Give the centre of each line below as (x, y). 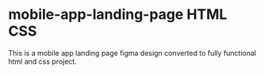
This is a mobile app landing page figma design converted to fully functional (132, 53)
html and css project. (42, 61)
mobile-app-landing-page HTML (118, 15)
